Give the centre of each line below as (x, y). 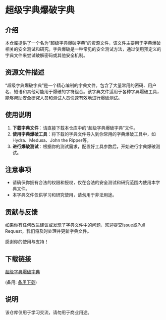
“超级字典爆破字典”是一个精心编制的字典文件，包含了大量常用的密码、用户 (81, 85)
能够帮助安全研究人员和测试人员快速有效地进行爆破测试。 (64, 98)
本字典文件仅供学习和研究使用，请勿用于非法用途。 (64, 195)
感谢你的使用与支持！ (27, 242)
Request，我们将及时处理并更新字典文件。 (48, 231)
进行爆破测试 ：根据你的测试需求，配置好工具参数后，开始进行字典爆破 (84, 146)
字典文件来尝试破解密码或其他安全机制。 (46, 55)
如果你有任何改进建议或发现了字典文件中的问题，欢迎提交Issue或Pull (75, 225)
